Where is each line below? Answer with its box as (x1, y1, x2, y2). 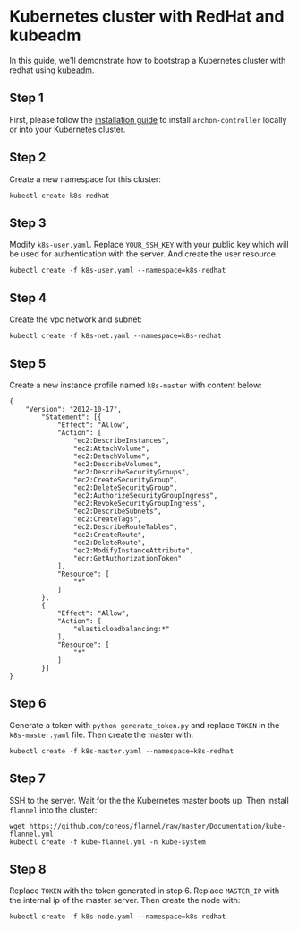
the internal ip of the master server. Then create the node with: (9, 895, 241, 906)
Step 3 (9, 215, 47, 230)
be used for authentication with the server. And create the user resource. (9, 248, 278, 259)
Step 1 (9, 91, 45, 106)
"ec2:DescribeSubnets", (72, 507, 163, 516)
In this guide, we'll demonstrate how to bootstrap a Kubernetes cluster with (9, 55, 286, 65)
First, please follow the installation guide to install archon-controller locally (9, 114, 287, 125)
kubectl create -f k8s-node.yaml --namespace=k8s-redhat (9, 912, 226, 921)
